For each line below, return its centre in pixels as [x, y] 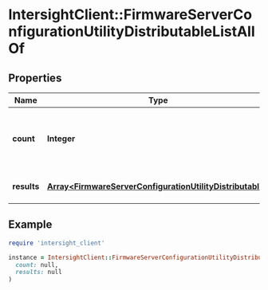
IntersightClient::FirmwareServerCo [130, 15]
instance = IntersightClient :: [60, 257]
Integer [61, 139]
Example [30, 225]
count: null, [37, 265]
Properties [35, 78]
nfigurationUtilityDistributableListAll [132, 31]
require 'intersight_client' [57, 243]
